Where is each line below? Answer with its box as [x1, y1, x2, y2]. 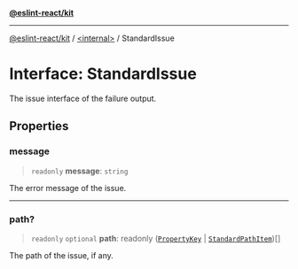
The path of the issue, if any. [9, 250, 114, 260]
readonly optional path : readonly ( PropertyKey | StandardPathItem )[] [30, 233, 281, 243]
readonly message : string [30, 165, 129, 176]
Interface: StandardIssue [9, 64, 197, 84]
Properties [9, 119, 69, 134]
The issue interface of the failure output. [9, 93, 157, 104]
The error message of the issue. [9, 182, 127, 193]
